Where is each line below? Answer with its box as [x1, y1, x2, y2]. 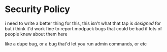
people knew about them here [5, 31, 68, 37]
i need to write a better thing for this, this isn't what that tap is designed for [5, 20, 161, 26]
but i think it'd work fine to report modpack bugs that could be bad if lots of [5, 25, 162, 31]
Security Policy [5, 4, 71, 15]
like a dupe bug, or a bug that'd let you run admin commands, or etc [5, 40, 147, 46]
